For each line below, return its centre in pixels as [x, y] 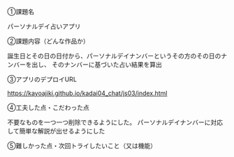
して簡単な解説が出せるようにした [56, 131]
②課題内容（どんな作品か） [48, 41]
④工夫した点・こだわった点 [48, 107]
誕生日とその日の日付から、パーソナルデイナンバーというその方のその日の [114, 56]
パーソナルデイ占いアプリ [44, 26]
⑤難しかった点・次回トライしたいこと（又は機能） [82, 146]
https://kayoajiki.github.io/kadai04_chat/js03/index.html [87, 93]
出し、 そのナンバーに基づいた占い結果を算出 [96, 65]
